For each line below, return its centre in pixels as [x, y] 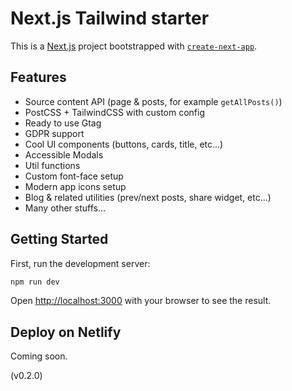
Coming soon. [39, 356]
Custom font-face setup [74, 176]
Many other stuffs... [65, 208]
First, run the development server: [80, 263]
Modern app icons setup [75, 186]
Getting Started [59, 239]
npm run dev [35, 282]
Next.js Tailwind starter [110, 18]
